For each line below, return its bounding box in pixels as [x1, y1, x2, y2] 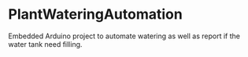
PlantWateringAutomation [8, 5, 183, 23]
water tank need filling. [8, 39, 83, 48]
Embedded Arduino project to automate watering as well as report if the [8, 31, 240, 41]
